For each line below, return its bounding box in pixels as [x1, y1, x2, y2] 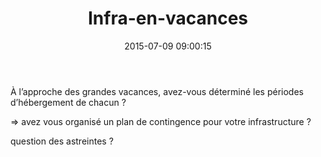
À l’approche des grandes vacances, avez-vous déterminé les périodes [10, 85, 304, 97]
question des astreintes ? [10, 135, 114, 147]
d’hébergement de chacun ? [10, 96, 127, 108]
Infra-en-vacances [87, 7, 249, 30]
